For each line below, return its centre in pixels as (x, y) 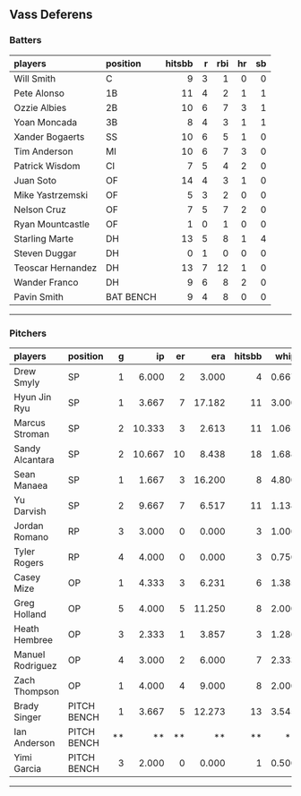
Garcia (28, 768)
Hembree (34, 639)
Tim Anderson (43, 151)
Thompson (37, 691)
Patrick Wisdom (47, 166)
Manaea (31, 485)
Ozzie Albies (40, 107)
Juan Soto (35, 180)
